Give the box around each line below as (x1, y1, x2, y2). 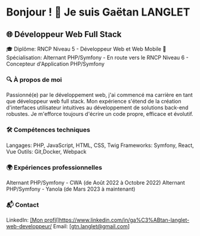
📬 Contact (6, 200, 39, 209)
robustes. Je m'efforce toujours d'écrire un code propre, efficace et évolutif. (6, 111, 193, 118)
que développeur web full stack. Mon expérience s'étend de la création (6, 98, 181, 105)
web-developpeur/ (6, 223, 52, 230)
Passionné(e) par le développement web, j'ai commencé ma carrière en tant (6, 91, 193, 99)
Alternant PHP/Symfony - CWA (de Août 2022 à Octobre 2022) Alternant (6, 179, 185, 186)
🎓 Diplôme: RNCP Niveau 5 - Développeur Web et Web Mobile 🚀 (6, 45, 167, 53)
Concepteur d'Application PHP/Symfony (6, 60, 105, 68)
